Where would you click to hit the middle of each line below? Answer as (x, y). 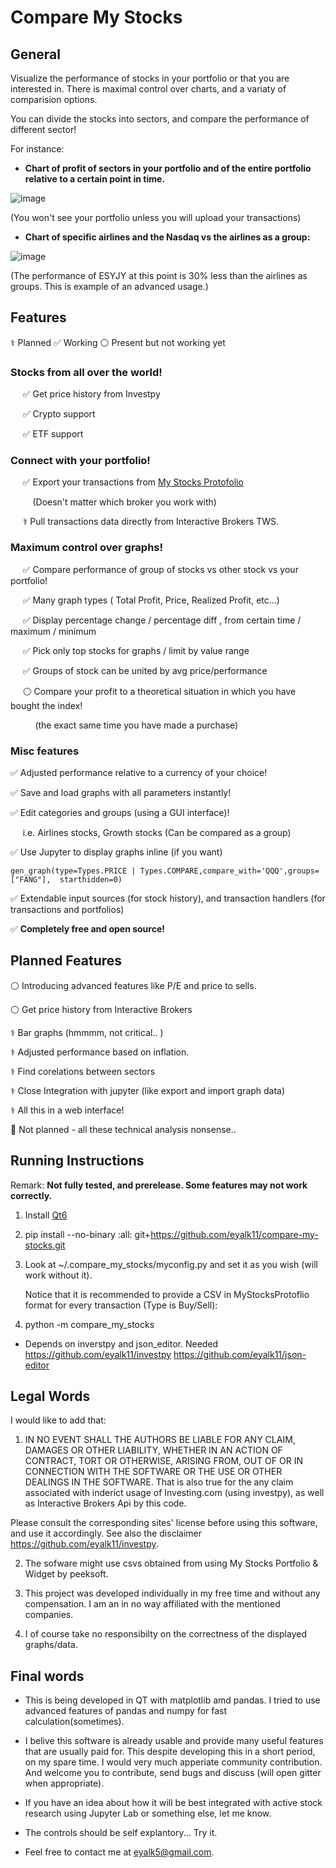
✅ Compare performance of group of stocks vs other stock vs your (160, 569)
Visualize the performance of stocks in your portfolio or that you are (150, 78)
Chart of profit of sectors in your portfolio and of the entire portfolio (168, 168)
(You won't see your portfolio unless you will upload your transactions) (156, 217)
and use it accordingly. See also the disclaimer (106, 1533)
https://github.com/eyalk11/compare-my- (234, 1234)
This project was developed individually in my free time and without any (172, 1593)
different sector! (43, 129)
